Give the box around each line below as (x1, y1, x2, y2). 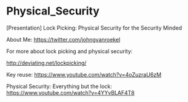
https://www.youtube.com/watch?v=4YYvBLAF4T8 (6, 89, 135, 96)
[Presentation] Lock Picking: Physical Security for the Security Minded (6, 24, 183, 31)
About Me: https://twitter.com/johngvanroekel (6, 36, 121, 43)
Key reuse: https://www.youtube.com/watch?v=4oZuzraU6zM (6, 71, 162, 78)
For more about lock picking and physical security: (6, 47, 133, 55)
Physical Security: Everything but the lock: (6, 83, 112, 90)
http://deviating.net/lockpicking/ (6, 59, 87, 66)
